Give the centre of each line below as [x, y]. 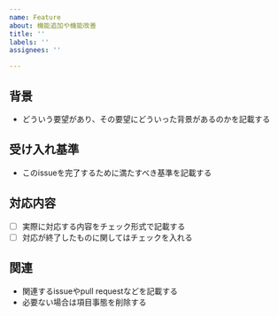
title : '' [27, 34]
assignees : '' [35, 50]
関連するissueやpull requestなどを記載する [100, 291]
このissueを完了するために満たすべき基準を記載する [117, 173]
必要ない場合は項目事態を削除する [84, 302]
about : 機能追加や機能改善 [53, 26]
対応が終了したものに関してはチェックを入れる [107, 237]
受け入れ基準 [44, 150]
